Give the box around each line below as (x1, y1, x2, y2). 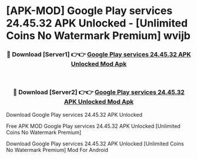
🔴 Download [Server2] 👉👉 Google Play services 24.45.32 (12, 88, 185, 96)
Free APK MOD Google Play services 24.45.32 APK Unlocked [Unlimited (6, 122, 181, 130)
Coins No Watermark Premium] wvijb (6, 29, 191, 42)
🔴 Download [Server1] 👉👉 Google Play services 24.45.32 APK (6, 50, 191, 59)
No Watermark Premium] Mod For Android (6, 146, 109, 153)
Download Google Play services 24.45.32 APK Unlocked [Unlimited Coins (6, 140, 184, 147)
